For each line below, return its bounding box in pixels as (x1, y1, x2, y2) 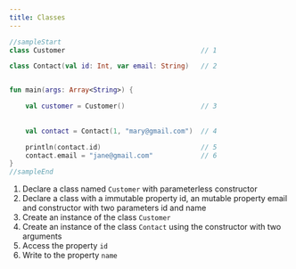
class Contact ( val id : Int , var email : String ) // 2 (9, 61, 218, 71)
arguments (21, 231, 62, 241)
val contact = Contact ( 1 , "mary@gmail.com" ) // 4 (25, 126, 218, 135)
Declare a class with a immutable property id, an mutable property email (21, 193, 288, 204)
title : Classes (9, 12, 66, 22)
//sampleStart (9, 37, 62, 46)
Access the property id (21, 240, 109, 251)
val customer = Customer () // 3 (25, 102, 218, 111)
